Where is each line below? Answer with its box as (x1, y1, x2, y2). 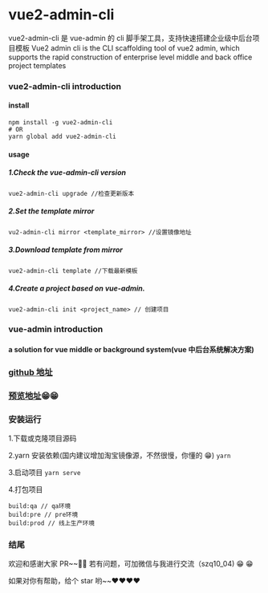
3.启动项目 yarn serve (8, 468, 81, 477)
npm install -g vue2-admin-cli (8, 119, 113, 127)
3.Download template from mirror (8, 245, 123, 254)
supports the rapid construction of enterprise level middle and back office (8, 52, 253, 62)
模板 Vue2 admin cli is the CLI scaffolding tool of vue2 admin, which (14, 43, 240, 53)
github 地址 (8, 367, 54, 378)
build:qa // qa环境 (8, 502, 71, 510)
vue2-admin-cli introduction (8, 80, 122, 91)
